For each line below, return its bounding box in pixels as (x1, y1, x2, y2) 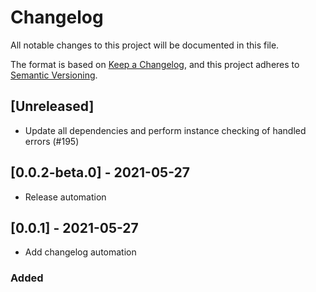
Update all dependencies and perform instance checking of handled (24, 124, 307, 136)
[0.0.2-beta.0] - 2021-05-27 (10, 164, 190, 181)
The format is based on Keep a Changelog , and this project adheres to (10, 58, 300, 70)
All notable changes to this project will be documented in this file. (10, 39, 280, 51)
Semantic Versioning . (10, 69, 98, 81)
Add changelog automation (24, 246, 137, 258)
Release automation (24, 191, 107, 203)
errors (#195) (24, 135, 80, 147)
